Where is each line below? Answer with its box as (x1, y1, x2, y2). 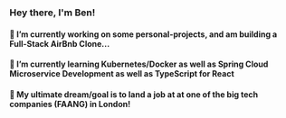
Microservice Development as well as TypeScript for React (9, 68, 235, 79)
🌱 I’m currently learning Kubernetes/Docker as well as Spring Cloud (9, 59, 269, 69)
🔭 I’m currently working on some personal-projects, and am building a (9, 29, 278, 40)
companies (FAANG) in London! (9, 98, 131, 109)
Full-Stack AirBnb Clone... (9, 38, 110, 49)
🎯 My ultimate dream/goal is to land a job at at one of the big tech (9, 88, 259, 100)
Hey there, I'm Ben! (9, 6, 96, 19)
